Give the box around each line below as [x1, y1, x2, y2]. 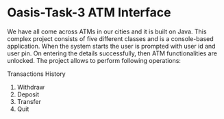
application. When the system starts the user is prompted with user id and [7, 42, 216, 50]
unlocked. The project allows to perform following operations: [7, 56, 182, 64]
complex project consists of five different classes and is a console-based [7, 34, 214, 42]
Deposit [16, 90, 40, 98]
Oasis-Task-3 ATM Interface [7, 5, 171, 21]
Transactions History [7, 70, 66, 78]
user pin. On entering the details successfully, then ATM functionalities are [7, 49, 218, 57]
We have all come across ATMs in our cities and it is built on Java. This [7, 27, 207, 36]
